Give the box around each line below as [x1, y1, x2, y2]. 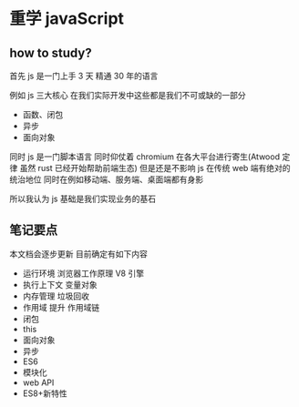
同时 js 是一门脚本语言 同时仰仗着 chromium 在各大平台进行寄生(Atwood [9, 151, 281, 162]
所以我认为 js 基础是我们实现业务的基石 [9, 193, 157, 204]
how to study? [9, 45, 93, 60]
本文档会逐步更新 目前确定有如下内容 [9, 248, 148, 259]
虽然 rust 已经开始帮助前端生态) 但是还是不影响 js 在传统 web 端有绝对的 [19, 163, 291, 173]
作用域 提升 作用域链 [22, 301, 100, 312]
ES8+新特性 [22, 388, 68, 399]
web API [22, 377, 55, 388]
